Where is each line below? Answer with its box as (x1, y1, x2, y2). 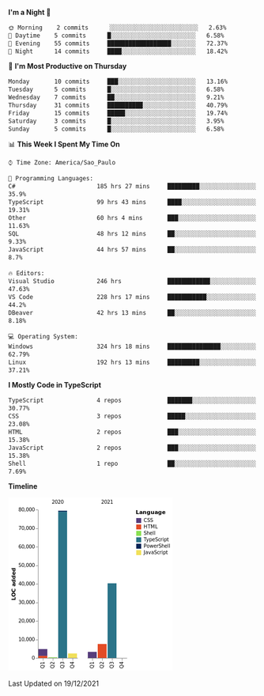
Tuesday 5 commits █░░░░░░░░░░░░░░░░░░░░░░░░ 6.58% (8, 85, 224, 93)
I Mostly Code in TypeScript (8, 380, 101, 389)
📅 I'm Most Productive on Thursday (8, 62, 127, 70)
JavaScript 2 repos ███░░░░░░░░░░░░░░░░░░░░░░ (8, 444, 257, 452)
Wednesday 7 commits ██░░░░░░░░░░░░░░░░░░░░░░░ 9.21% (8, 93, 224, 101)
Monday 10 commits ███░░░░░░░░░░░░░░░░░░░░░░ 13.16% (8, 78, 228, 85)
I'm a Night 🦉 (8, 8, 51, 17)
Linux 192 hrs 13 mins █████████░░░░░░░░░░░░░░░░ (8, 358, 257, 366)
